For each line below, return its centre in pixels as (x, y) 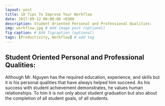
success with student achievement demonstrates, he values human (74, 88)
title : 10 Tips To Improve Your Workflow (49, 14)
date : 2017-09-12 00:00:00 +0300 (40, 19)
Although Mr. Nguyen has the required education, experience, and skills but (82, 77)
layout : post (19, 10)
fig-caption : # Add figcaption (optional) (50, 33)
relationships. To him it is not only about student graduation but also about (81, 93)
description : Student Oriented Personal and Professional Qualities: (79, 24)
